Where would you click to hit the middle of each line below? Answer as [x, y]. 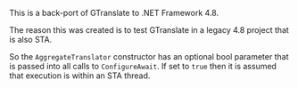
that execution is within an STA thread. [80, 76]
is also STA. [31, 40]
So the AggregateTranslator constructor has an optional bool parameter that [149, 56]
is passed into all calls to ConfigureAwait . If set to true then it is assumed [143, 66]
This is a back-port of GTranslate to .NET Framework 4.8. [114, 13]
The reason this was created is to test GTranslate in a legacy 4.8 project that [149, 30]
